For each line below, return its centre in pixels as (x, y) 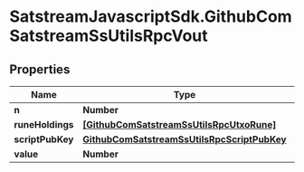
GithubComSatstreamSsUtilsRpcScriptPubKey (185, 139)
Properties (40, 69)
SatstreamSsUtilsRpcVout (109, 36)
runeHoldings (44, 124)
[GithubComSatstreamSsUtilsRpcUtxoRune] (180, 124)
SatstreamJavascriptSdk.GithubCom (151, 17)
